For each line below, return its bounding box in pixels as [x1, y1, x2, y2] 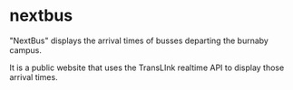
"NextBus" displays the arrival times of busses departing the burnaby [9, 35, 269, 46]
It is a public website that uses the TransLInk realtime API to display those [9, 62, 285, 73]
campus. [9, 44, 43, 55]
